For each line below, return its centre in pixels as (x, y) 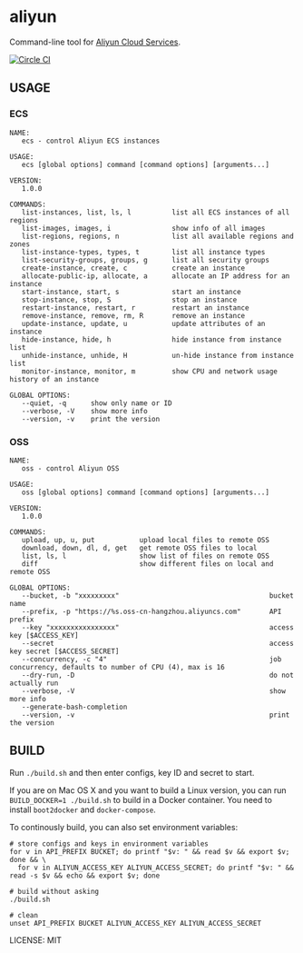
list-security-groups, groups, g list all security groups (146, 260)
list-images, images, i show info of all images (143, 228)
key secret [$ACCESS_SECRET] (64, 651)
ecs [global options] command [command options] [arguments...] (146, 164)
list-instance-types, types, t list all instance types (143, 252)
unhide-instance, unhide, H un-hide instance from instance (158, 355)
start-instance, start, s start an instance (132, 292)
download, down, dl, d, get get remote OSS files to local (139, 548)
